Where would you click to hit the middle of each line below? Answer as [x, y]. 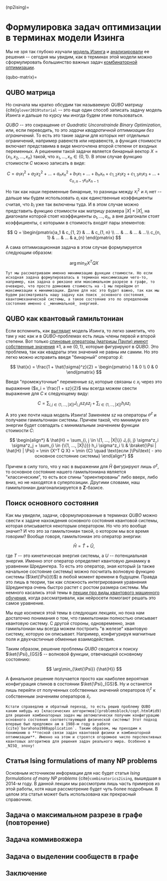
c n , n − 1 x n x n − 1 [84, 180]
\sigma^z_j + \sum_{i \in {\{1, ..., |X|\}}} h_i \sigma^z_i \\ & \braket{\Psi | [84, 445]
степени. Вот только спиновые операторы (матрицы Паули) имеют [77, 341]
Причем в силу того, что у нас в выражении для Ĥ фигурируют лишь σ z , [82, 466]
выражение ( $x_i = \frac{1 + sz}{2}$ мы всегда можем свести [71, 388]
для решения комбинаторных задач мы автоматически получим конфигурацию [83, 715]
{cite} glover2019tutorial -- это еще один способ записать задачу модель [84, 110]
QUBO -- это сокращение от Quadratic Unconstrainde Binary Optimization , [84, 125]
